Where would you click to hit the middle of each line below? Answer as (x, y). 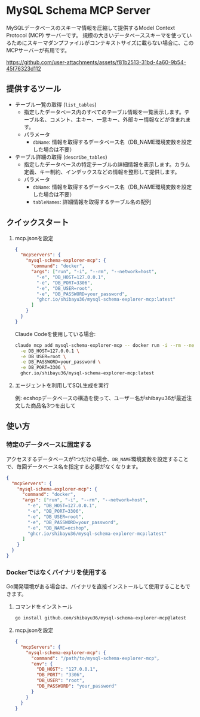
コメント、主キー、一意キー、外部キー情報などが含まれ (118, 119)
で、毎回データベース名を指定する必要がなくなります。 (74, 466)
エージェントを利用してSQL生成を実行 (62, 385)
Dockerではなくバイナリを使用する (57, 572)
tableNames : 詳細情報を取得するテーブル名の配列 (92, 202)
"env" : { (42, 664)
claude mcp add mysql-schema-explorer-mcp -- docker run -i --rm (98, 345)
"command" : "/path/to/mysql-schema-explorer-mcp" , (95, 658)
